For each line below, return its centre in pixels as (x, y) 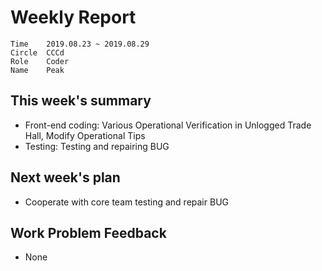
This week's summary (81, 101)
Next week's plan (65, 177)
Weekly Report (73, 17)
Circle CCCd (37, 52)
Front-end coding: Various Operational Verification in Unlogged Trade (168, 125)
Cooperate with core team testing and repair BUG (126, 202)
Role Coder (40, 61)
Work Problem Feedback (88, 232)
